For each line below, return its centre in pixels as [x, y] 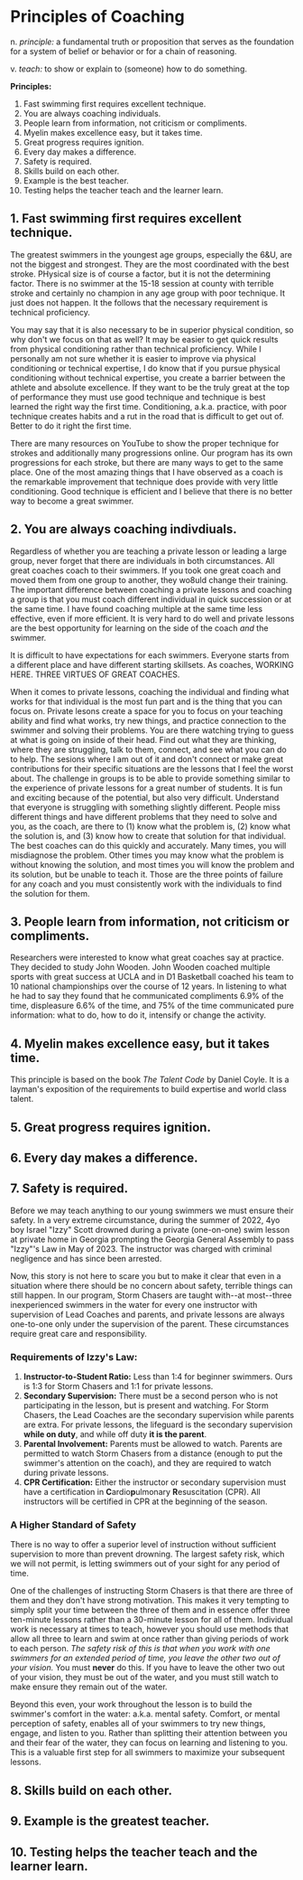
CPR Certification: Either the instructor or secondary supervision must [155, 1482]
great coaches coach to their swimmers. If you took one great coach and [146, 570]
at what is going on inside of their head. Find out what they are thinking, [143, 739]
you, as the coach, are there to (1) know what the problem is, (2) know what [151, 826]
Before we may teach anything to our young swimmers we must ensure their [152, 1210]
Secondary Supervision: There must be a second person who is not [151, 1396]
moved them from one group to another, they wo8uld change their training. [149, 579]
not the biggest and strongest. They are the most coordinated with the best [150, 264]
